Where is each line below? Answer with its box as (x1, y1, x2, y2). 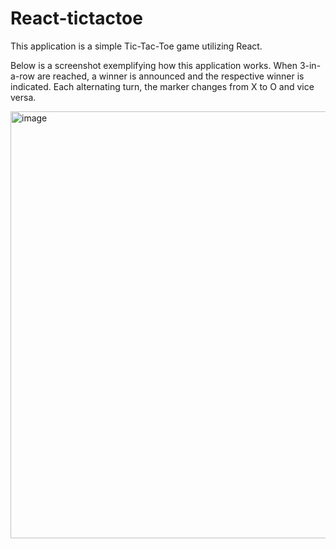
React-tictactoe (10, 7, 143, 30)
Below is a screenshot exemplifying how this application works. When (10, 59, 298, 71)
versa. (10, 91, 37, 103)
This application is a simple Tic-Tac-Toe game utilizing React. (10, 40, 263, 52)
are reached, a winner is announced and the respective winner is (36, 70, 305, 82)
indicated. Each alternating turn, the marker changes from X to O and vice (10, 80, 315, 92)
